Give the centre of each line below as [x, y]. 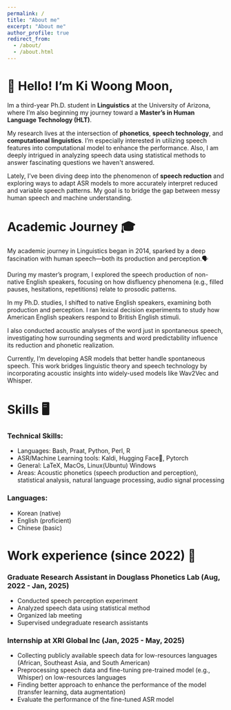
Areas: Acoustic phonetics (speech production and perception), [108, 473]
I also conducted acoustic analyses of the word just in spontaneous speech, [115, 330]
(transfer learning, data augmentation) [71, 692]
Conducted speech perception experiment [77, 601]
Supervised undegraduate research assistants [82, 623]
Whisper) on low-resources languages [71, 678]
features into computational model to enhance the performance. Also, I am [113, 148]
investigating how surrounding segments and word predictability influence [113, 338]
